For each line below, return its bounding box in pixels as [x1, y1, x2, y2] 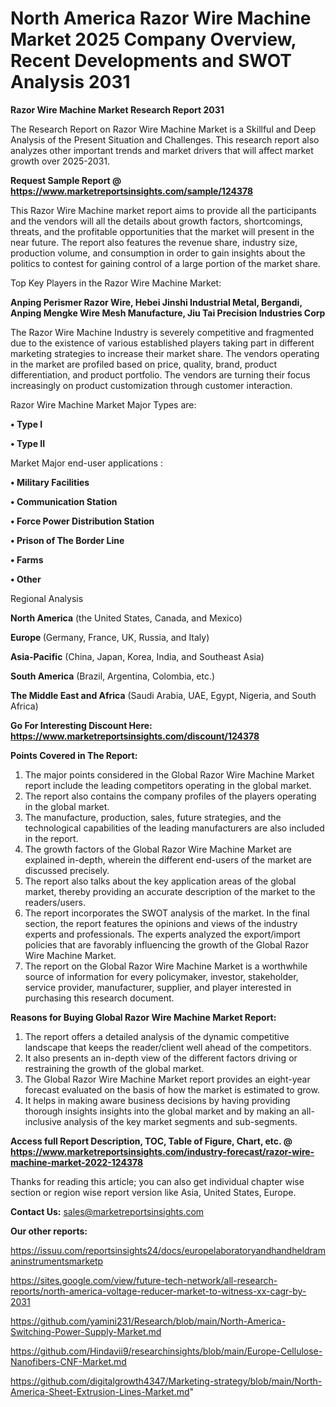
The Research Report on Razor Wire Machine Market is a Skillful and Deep [10, 123, 317, 135]
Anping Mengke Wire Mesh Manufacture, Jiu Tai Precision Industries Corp [10, 307, 326, 319]
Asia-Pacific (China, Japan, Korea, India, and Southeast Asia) [10, 650, 265, 662]
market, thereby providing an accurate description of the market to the [24, 885, 316, 897]
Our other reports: [10, 1225, 88, 1237]
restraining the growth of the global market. [24, 1062, 205, 1074]
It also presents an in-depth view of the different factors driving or [24, 1052, 298, 1064]
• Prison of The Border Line [10, 534, 125, 546]
